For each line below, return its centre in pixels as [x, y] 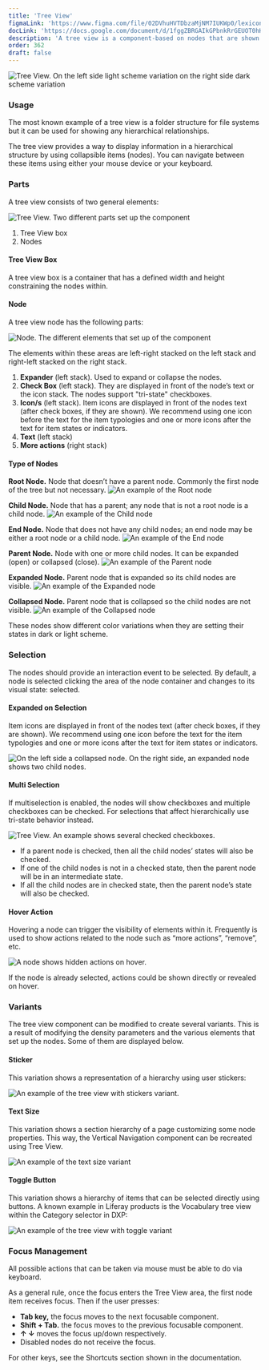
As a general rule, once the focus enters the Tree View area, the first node [130, 1293]
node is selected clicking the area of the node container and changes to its [132, 681]
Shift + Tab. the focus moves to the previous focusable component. [132, 1325]
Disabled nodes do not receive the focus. [88, 1342]
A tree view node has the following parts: [76, 322]
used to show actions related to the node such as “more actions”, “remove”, [133, 938]
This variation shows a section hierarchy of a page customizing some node [132, 1129]
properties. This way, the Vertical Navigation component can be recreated [130, 1138]
